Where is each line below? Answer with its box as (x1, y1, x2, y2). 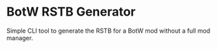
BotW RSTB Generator (6, 4, 136, 20)
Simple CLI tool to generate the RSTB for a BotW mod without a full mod (6, 27, 211, 35)
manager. (6, 33, 34, 42)
